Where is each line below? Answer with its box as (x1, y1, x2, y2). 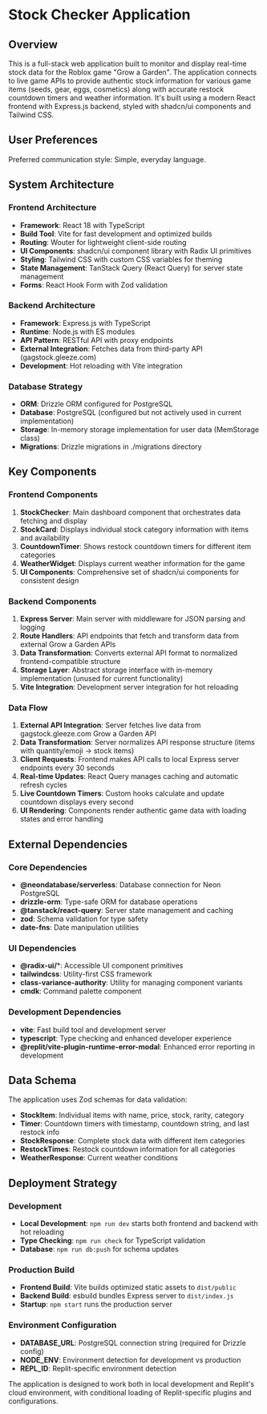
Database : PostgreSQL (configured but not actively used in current (19, 408, 242, 418)
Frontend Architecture (8, 202, 97, 214)
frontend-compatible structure (19, 657, 121, 666)
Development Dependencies (8, 1006, 122, 1017)
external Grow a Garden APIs (19, 640, 116, 650)
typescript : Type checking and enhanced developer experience (19, 1033, 233, 1043)
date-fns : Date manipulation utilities (19, 923, 140, 932)
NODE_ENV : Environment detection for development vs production (19, 1355, 242, 1364)
